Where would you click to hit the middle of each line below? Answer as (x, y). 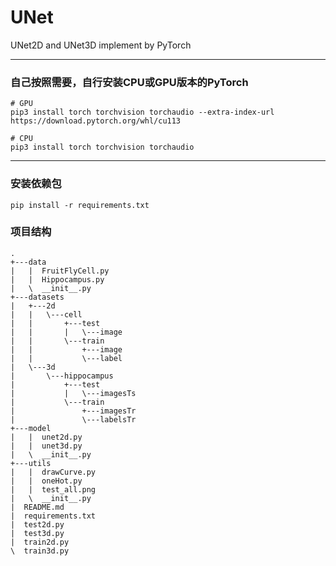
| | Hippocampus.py (57, 279)
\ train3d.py (40, 551)
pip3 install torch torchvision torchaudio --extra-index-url (142, 112)
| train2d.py (40, 542)
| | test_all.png (53, 489)
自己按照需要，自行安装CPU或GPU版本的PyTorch (129, 82)
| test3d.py (37, 533)
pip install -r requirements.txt (80, 205)
